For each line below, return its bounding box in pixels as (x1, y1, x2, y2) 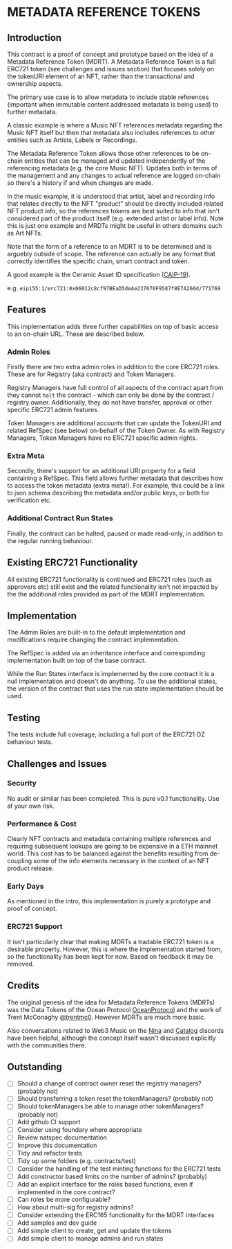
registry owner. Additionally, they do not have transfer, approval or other (7, 398, 212, 407)
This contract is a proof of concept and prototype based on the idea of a (7, 50, 213, 58)
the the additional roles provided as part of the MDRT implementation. (7, 590, 206, 598)
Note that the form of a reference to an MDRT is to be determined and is (7, 242, 213, 250)
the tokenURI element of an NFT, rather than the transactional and (7, 72, 195, 80)
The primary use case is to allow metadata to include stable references (7, 93, 209, 101)
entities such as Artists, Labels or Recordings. (7, 136, 137, 144)
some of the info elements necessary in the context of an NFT (33, 857, 210, 865)
